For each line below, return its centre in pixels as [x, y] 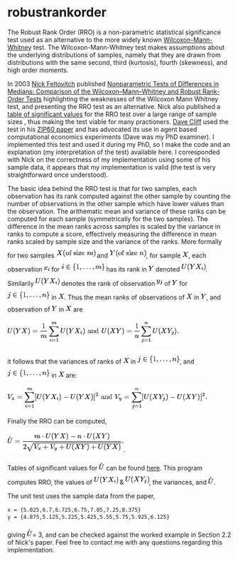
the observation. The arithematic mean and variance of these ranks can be [117, 211]
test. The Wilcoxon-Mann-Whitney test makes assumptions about [129, 47]
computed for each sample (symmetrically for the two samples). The [108, 219]
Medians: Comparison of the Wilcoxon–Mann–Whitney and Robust [104, 91]
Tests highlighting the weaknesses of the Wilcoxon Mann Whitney [122, 99]
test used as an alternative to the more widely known [85, 39]
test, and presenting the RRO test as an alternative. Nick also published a [114, 106]
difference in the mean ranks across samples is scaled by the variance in [114, 226]
